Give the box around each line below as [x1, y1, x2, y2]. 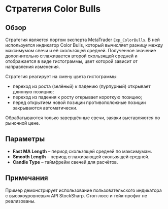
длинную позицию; [12, 89, 54, 94]
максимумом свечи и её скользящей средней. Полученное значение [5, 48, 156, 53]
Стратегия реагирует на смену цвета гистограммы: [5, 74, 118, 79]
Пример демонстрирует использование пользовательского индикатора [5, 187, 162, 193]
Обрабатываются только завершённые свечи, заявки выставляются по [5, 115, 160, 121]
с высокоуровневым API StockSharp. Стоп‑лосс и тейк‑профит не [5, 192, 148, 198]
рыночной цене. [5, 120, 41, 126]
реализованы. [5, 198, 36, 204]
